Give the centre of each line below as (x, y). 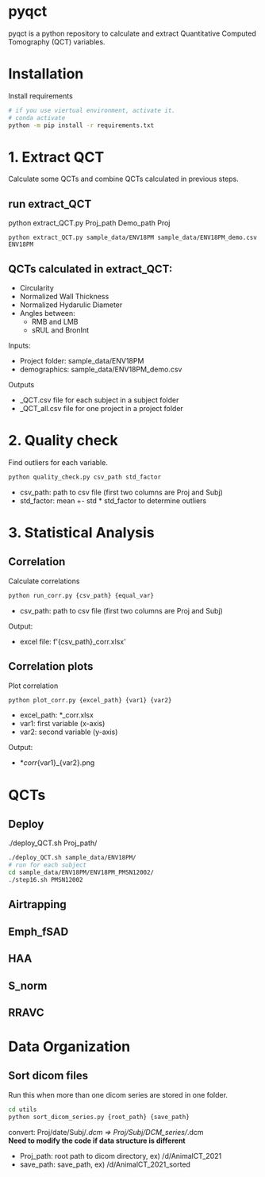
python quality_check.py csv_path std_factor (84, 477)
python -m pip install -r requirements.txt (81, 125)
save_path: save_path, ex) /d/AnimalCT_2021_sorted (105, 1164)
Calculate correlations (44, 581)
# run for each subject (48, 865)
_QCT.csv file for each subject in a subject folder (99, 400)
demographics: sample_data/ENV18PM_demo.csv (101, 369)
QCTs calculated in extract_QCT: (90, 269)
